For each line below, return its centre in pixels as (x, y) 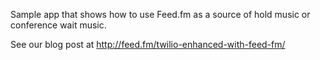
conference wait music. (58, 25)
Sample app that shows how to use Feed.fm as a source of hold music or (160, 14)
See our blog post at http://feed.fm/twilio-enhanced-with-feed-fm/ (148, 44)
